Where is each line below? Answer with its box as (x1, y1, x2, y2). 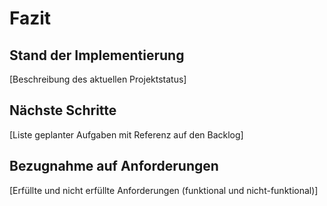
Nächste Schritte (9, 102, 117, 119)
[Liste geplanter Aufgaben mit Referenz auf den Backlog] (9, 128, 244, 141)
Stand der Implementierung (9, 47, 185, 64)
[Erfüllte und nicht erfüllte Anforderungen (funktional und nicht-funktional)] (9, 184, 319, 196)
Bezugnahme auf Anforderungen (9, 158, 219, 175)
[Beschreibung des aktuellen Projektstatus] (9, 73, 187, 85)
